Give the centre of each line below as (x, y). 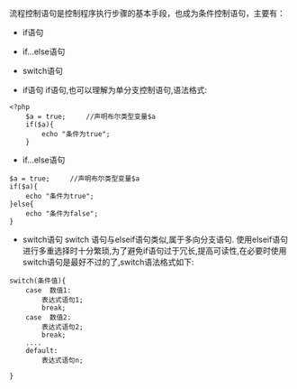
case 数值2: (49, 318)
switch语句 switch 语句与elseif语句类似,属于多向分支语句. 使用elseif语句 (155, 239)
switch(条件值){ (38, 281)
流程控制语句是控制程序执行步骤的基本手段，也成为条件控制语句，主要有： (147, 13)
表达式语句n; (63, 360)
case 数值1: (49, 291)
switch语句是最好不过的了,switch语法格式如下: (108, 262)
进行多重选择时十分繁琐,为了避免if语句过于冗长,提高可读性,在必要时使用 (154, 250)
